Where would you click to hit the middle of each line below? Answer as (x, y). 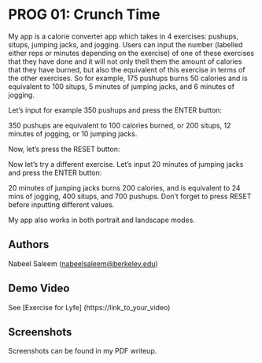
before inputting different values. (61, 204)
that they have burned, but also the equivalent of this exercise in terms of (127, 69)
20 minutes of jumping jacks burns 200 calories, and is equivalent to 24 (124, 187)
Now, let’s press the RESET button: (64, 149)
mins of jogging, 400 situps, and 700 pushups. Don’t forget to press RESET (130, 196)
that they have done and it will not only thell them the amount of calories (125, 61)
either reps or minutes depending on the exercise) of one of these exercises (131, 53)
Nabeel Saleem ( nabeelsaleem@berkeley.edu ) (83, 263)
